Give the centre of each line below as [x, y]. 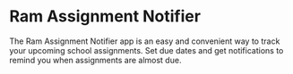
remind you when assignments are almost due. [95, 60]
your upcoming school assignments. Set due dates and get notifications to [146, 50]
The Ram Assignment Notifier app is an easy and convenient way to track [145, 41]
